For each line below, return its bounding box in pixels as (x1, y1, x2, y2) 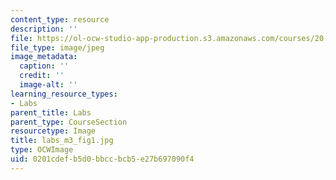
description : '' (10, 24, 78, 34)
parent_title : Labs (10, 107, 92, 118)
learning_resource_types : (10, 89, 118, 99)
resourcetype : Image (10, 126, 97, 136)
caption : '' (19, 61, 70, 71)
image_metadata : (10, 52, 78, 62)
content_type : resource (10, 14, 110, 25)
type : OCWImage (10, 145, 74, 155)
